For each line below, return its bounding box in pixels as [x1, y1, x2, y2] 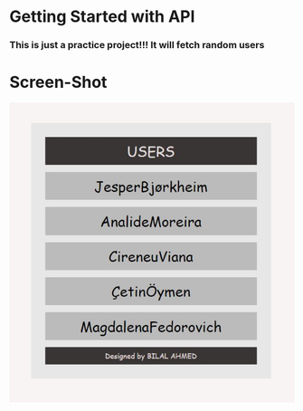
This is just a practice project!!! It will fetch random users [9, 39, 265, 52]
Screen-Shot [9, 72, 108, 92]
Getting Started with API [9, 6, 195, 27]
